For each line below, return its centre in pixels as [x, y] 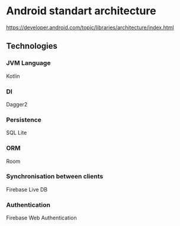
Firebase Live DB [27, 189]
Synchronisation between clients [55, 177]
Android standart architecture [81, 11]
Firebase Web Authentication [41, 218]
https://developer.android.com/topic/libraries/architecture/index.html [90, 27]
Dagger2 [17, 104]
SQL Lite [17, 133]
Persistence [24, 120]
